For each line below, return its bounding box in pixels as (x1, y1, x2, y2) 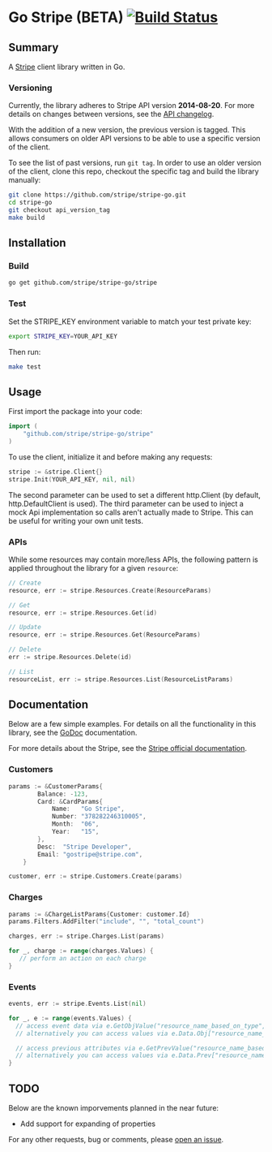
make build (8, 214, 45, 222)
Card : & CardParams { (37, 797, 104, 805)
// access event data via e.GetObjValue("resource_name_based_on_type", (15, 1021, 266, 1030)
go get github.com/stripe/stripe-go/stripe (8, 278, 158, 287)
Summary (8, 41, 59, 54)
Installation (8, 236, 66, 250)
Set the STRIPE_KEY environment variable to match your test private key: (8, 317, 252, 326)
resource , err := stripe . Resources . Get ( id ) (8, 609, 158, 617)
